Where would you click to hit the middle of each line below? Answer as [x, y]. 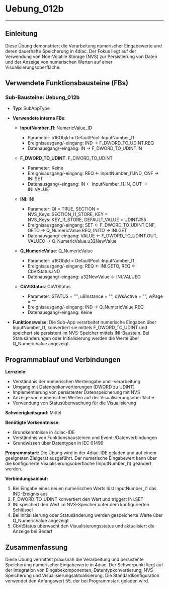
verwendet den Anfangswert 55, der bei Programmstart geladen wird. [77, 581]
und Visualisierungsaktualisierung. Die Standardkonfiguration [96, 575]
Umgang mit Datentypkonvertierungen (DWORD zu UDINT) [73, 387]
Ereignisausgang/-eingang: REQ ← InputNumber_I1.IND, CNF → [93, 173]
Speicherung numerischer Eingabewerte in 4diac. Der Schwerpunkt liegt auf [84, 565]
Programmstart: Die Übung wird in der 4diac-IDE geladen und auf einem [81, 453]
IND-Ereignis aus [30, 494]
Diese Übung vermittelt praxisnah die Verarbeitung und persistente [75, 559]
